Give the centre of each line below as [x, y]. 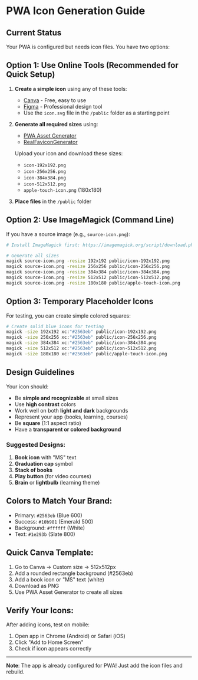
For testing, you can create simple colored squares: [68, 316]
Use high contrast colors [45, 404]
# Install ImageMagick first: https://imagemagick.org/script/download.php [101, 245]
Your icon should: [27, 386]
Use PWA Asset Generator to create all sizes [68, 592]
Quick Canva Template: [50, 553]
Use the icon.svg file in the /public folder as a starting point [96, 113]
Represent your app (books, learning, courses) [71, 417]
